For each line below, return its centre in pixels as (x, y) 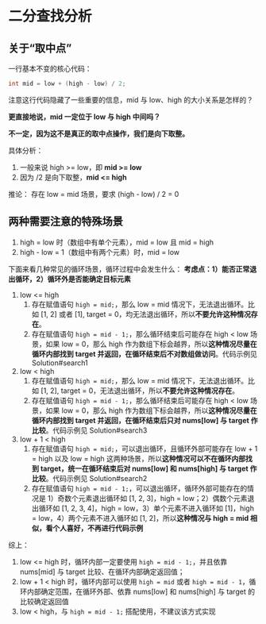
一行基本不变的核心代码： (50, 69)
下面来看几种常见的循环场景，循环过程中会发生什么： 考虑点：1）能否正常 (129, 269)
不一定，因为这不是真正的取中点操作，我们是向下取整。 (98, 133)
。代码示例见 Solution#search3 (96, 430)
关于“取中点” (40, 48)
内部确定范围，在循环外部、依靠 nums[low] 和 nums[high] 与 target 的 (141, 591)
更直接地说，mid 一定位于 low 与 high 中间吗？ (85, 117)
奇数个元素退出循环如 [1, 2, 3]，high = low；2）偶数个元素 (152, 498)
